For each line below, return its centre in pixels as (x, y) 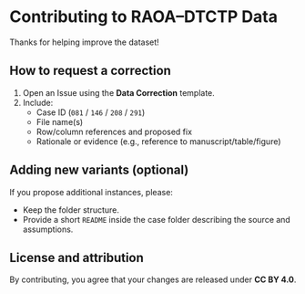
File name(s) (60, 121)
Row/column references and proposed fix (114, 131)
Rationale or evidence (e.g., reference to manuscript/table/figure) (158, 141)
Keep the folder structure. (71, 210)
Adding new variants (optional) (99, 170)
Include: (38, 102)
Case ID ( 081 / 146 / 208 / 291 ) (91, 112)
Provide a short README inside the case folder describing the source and (157, 219)
